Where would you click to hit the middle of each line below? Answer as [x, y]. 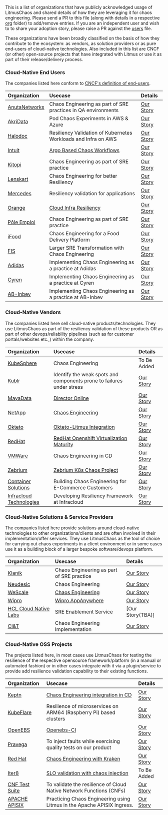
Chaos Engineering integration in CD [89, 695]
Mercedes [19, 194]
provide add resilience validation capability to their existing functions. [77, 671]
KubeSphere [22, 363]
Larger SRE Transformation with [86, 248]
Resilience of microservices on [82, 706]
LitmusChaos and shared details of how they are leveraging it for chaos [79, 13]
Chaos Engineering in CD [83, 456]
